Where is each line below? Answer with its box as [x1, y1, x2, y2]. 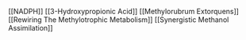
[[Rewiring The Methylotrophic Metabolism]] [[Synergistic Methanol [8, 15, 229, 24]
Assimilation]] [8, 24, 53, 32]
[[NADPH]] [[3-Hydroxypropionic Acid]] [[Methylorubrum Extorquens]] [8, 7, 240, 16]
